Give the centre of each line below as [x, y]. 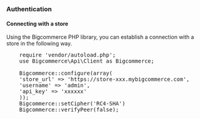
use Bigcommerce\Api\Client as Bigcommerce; [87, 61]
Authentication [29, 9]
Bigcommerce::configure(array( [66, 73]
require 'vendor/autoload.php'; [67, 55]
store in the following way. [39, 44]
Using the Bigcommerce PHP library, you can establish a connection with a [100, 37]
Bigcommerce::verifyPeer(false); [69, 110]
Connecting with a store [37, 24]
